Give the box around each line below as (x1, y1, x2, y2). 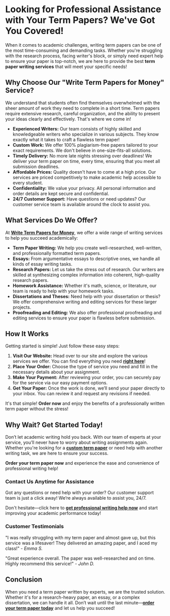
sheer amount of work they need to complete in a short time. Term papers (5, 105, 160, 111)
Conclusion (5, 575, 43, 584)
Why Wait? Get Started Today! (5, 420, 103, 429)
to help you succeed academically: (5, 235, 78, 241)
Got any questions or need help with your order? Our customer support (5, 490, 154, 496)
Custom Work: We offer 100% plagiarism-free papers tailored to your (12, 142, 158, 148)
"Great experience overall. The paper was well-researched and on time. (5, 555, 155, 561)
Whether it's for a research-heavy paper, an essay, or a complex (5, 594, 140, 600)
